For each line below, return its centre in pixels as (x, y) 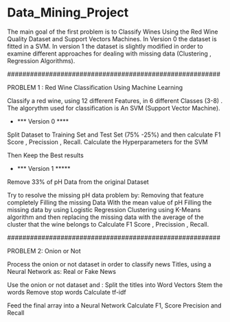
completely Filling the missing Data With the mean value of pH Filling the (110, 202)
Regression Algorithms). (41, 60)
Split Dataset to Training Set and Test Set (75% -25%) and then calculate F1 (114, 135)
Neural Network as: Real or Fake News (62, 271)
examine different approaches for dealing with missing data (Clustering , (109, 54)
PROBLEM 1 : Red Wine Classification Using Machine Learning (95, 87)
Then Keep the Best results (45, 155)
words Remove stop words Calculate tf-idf (67, 292)
